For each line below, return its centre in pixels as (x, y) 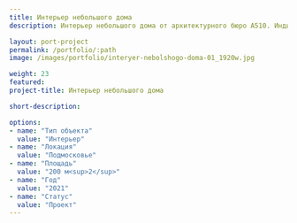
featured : (27, 82)
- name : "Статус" (41, 196)
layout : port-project (49, 42)
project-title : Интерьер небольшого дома (87, 90)
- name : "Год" (35, 180)
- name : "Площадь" (43, 164)
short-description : (45, 106)
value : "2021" (43, 188)
